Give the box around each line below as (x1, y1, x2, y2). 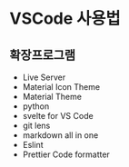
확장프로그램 (9, 47, 75, 63)
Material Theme (22, 92, 82, 102)
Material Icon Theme (22, 82, 101, 92)
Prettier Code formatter (22, 149, 111, 160)
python (22, 101, 50, 112)
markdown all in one (22, 130, 99, 141)
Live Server (22, 72, 66, 83)
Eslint (22, 140, 44, 150)
